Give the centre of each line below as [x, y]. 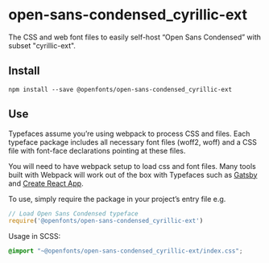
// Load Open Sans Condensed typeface [73, 214]
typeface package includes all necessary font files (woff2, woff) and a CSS [133, 142]
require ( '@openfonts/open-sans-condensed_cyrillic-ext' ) [106, 221]
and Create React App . [46, 183]
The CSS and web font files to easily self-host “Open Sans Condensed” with [135, 37]
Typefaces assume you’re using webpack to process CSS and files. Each [129, 134]
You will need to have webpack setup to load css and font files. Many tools [132, 166]
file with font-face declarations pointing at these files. [97, 150]
